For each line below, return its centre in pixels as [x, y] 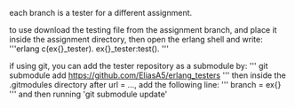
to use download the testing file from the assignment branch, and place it [143, 30]
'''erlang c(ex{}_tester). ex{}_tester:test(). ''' [89, 49]
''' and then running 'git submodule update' [88, 94]
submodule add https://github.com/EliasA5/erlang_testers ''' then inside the [147, 75]
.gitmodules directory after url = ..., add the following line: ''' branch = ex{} [145, 85]
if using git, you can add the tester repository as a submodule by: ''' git [139, 66]
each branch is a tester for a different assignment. [101, 13]
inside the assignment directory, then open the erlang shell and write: [136, 39]
